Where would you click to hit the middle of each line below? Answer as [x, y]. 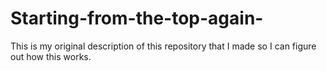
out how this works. [51, 56]
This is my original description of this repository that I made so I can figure [163, 46]
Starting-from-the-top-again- [137, 18]
